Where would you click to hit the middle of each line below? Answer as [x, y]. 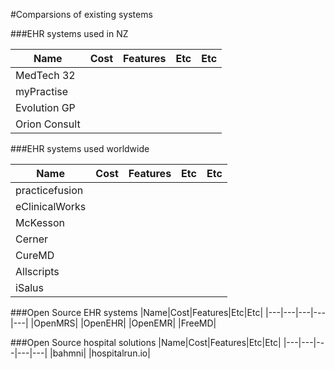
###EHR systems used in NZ [69, 33]
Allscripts [37, 271]
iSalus [29, 287]
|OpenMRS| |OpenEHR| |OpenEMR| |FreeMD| [123, 323]
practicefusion [49, 190]
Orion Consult [48, 124]
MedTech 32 [45, 75]
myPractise [42, 91]
